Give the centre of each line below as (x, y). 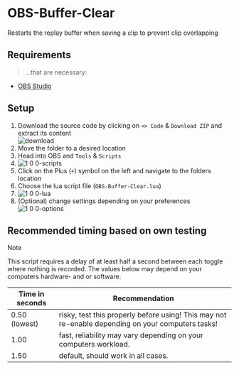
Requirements (39, 55)
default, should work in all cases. (113, 356)
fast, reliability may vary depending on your (131, 335)
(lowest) (25, 324)
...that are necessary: (56, 72)
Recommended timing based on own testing (107, 230)
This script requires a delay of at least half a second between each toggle (115, 261)
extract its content (44, 133)
